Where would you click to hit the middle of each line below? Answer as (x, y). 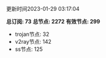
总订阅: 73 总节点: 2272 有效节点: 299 (53, 22)
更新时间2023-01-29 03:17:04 (43, 9)
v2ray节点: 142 (33, 42)
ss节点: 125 (29, 49)
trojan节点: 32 (32, 34)
